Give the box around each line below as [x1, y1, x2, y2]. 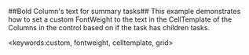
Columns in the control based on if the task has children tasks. [8, 23, 211, 32]
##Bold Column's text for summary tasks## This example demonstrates [8, 7, 241, 15]
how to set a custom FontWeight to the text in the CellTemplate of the [8, 15, 233, 24]
